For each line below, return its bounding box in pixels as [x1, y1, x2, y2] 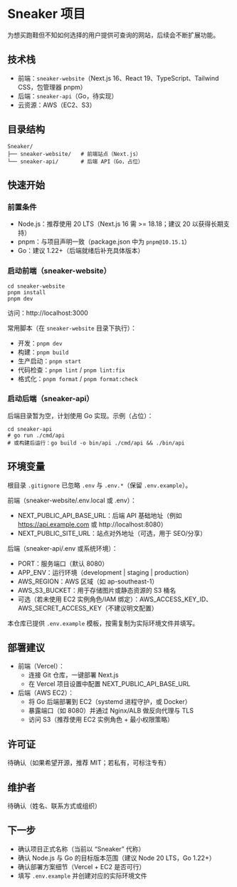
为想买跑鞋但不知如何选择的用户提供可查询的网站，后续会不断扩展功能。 [7, 31, 219, 39]
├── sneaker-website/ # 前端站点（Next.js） [7, 150, 142, 157]
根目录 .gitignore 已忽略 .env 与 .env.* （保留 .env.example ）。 [7, 481, 192, 489]
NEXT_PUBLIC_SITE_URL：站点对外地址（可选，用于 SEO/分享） [17, 529, 207, 537]
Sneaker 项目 [7, 6, 86, 22]
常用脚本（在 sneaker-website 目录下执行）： [7, 323, 137, 332]
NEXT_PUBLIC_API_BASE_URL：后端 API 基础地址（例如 [17, 511, 182, 519]
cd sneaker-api [7, 425, 53, 432]
